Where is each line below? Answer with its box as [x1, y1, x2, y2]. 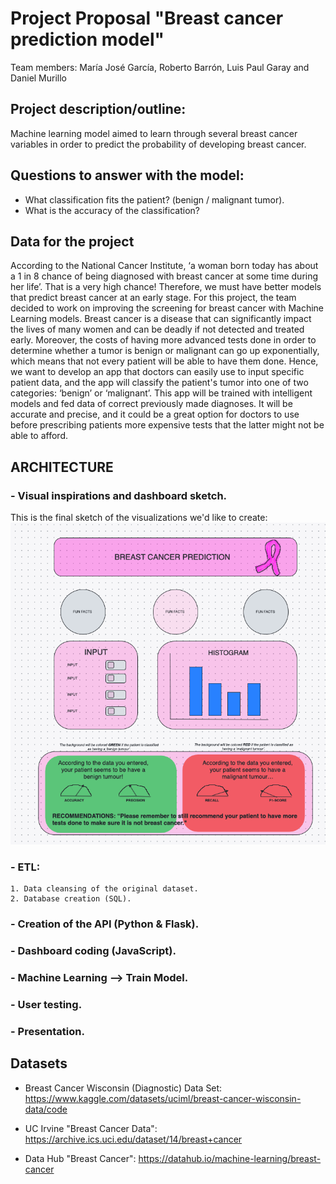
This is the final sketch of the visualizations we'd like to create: [10, 512, 268, 524]
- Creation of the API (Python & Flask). [10, 917, 200, 931]
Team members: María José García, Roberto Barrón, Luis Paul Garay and [10, 61, 310, 73]
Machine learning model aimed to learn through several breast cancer [10, 127, 298, 139]
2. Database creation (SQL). [10, 894, 132, 904]
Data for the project [10, 233, 135, 250]
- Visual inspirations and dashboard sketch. [10, 488, 228, 502]
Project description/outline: [10, 101, 187, 118]
